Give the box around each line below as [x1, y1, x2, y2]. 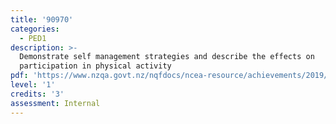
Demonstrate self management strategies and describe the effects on [19, 52, 315, 62]
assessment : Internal [10, 98, 101, 108]
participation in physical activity [19, 61, 172, 71]
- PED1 [19, 33, 47, 43]
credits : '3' [10, 89, 65, 99]
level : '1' [10, 80, 56, 90]
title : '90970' [10, 14, 74, 25]
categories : [10, 24, 60, 34]
